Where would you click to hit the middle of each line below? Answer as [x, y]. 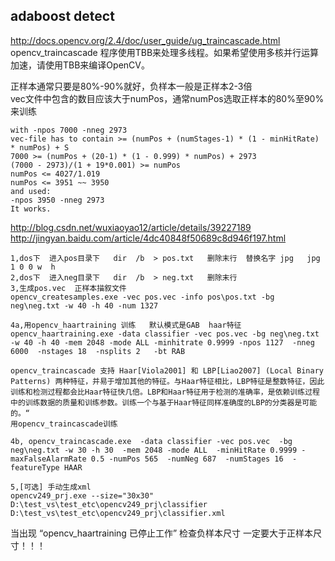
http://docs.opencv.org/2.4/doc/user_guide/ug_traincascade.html [145, 40]
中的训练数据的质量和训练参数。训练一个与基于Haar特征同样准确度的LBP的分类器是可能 [164, 402]
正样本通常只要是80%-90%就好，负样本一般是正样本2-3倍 [131, 86]
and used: [31, 191]
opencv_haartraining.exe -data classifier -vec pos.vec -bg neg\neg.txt [165, 334]
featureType [35, 467]
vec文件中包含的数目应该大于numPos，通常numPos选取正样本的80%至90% [167, 98]
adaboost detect [62, 16]
